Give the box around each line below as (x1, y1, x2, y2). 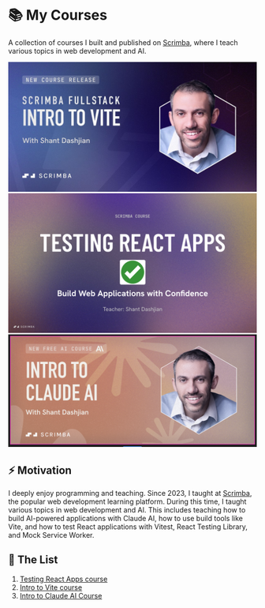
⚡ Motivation (8, 464, 73, 477)
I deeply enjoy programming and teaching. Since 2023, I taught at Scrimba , (8, 488, 252, 497)
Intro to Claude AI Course (19, 591, 103, 600)
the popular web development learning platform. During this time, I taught (8, 497, 247, 506)
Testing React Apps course (19, 574, 108, 584)
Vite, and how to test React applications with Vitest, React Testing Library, (8, 522, 248, 531)
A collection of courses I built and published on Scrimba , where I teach (8, 37, 238, 47)
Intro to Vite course (19, 582, 83, 592)
